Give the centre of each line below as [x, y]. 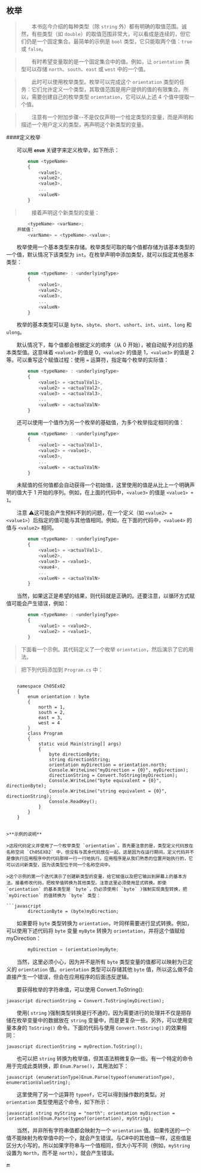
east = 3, [50, 717]
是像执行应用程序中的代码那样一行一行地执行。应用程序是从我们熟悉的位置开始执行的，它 [100, 858]
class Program [45, 733]
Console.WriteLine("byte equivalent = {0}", [105, 780]
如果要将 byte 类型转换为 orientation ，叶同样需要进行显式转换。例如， [105, 923]
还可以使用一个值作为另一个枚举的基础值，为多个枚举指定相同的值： [100, 423]
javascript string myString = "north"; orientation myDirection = [91, 1113]
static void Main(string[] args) [80, 744]
